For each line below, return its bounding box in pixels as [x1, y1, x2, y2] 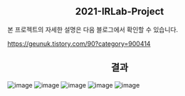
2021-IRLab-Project [75, 6, 164, 18]
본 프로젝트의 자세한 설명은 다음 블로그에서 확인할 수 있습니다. [7, 25, 179, 34]
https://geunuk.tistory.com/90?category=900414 [7, 39, 151, 48]
